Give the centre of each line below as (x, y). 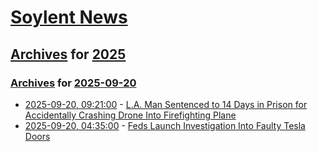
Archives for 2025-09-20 (73, 83)
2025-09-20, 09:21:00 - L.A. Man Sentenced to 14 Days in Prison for (166, 104)
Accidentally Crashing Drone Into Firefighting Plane (130, 115)
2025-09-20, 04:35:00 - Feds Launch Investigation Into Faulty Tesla (165, 125)
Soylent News (69, 17)
